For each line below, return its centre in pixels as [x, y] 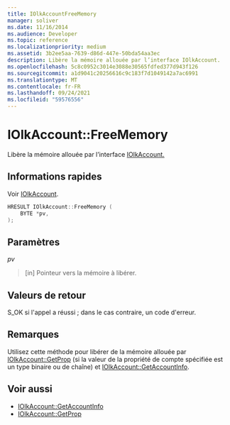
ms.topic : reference [38, 40]
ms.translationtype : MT [43, 80]
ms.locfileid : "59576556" [45, 100]
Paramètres [34, 242]
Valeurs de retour [47, 295]
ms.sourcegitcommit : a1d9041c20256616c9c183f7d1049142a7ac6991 [103, 73]
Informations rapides [55, 177]
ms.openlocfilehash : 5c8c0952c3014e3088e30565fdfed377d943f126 [103, 67]
